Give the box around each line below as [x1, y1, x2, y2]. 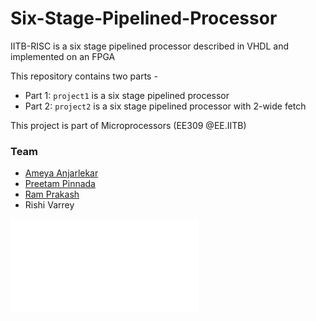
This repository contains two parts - [10, 70, 158, 82]
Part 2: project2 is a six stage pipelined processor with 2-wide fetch [24, 100, 307, 112]
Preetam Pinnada [24, 178, 96, 190]
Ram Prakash [24, 188, 80, 201]
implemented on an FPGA [10, 50, 116, 62]
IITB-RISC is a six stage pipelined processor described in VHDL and [10, 40, 289, 52]
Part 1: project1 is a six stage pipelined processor [24, 89, 230, 101]
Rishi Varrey [24, 199, 75, 211]
